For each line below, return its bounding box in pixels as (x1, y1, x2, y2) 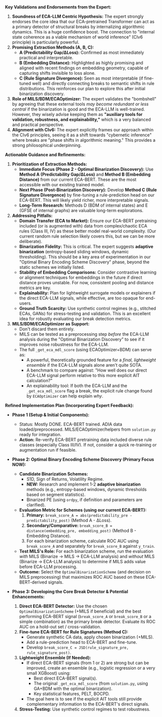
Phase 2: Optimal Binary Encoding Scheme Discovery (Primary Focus (12, 456, 154, 462)
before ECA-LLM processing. (19, 564, 77, 570)
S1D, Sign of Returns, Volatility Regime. (26, 476, 104, 482)
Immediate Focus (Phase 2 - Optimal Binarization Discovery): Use (19, 166, 154, 172)
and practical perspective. (12, 122, 64, 128)
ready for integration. (19, 432, 62, 437)
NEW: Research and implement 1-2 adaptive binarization (26, 481, 141, 487)
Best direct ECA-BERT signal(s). (33, 675, 98, 681)
